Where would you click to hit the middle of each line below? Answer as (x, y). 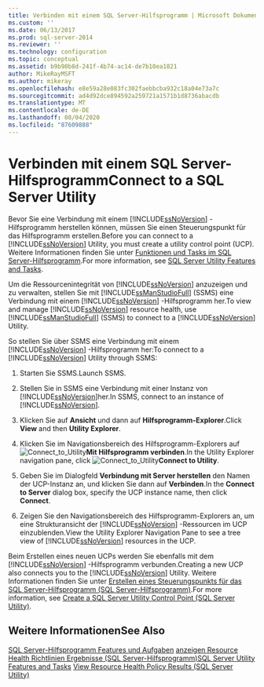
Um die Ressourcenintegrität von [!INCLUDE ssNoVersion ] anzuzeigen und (128, 284)
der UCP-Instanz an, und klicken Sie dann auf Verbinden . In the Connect (137, 484)
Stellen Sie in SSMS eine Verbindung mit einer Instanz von (114, 388)
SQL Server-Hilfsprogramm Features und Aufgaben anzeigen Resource (123, 649)
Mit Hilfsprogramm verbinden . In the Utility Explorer (170, 451)
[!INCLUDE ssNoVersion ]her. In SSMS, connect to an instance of (121, 396)
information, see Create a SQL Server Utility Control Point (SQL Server (122, 597)
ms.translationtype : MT (47, 103)
